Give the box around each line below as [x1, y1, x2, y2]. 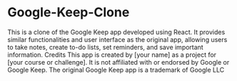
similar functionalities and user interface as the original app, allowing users [7, 35, 228, 43]
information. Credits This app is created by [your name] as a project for [7, 50, 216, 59]
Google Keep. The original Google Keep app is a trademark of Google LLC [7, 65, 225, 74]
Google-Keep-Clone [7, 4, 130, 21]
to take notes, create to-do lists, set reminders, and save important [7, 43, 203, 51]
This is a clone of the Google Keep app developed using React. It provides [7, 28, 226, 36]
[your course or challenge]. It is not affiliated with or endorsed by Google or [7, 58, 230, 66]
